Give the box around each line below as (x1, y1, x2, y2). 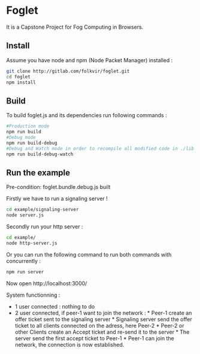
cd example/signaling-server (6, 207, 79, 213)
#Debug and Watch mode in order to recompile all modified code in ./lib (6, 145, 195, 151)
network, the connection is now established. (14, 341, 125, 348)
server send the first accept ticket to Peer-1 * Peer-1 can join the (14, 334, 175, 341)
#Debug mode (6, 134, 36, 141)
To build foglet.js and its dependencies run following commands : (6, 112, 167, 119)
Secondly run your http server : (6, 223, 83, 230)
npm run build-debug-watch (6, 151, 74, 157)
